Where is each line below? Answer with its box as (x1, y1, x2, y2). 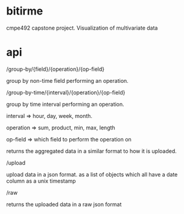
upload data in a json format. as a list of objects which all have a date (6, 170, 178, 178)
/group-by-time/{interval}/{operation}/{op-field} (6, 89, 125, 96)
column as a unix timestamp (6, 177, 77, 184)
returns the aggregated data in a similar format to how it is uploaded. (6, 147, 177, 155)
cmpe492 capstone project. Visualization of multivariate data (6, 24, 158, 31)
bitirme (6, 4, 43, 18)
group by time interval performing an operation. (6, 100, 125, 108)
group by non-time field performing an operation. (6, 77, 128, 84)
